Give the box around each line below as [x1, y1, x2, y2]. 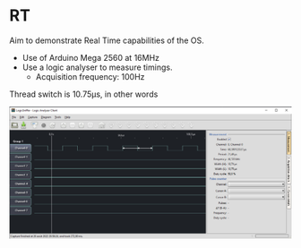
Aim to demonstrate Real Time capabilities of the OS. [9, 35, 204, 46]
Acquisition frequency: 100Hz [35, 71, 145, 81]
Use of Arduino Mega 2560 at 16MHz [21, 52, 159, 63]
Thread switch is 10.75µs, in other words [9, 89, 159, 99]
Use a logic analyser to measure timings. [21, 62, 173, 73]
